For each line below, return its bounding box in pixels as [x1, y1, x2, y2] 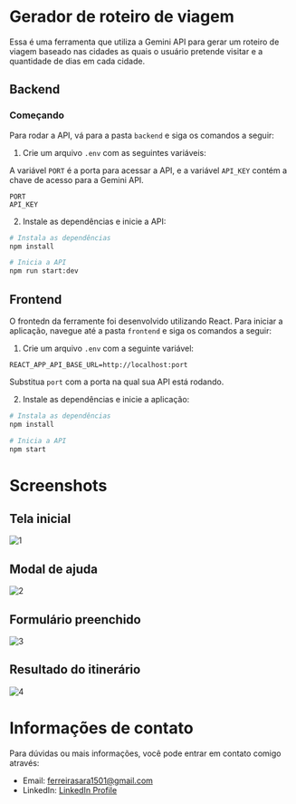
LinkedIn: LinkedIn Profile [22, 784, 118, 795]
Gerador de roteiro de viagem [9, 6, 234, 27]
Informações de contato [9, 718, 194, 739]
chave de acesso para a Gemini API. [9, 174, 145, 185]
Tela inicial [9, 511, 72, 527]
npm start [9, 444, 47, 454]
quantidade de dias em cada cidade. [9, 55, 146, 66]
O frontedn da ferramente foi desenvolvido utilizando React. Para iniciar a [9, 315, 283, 326]
